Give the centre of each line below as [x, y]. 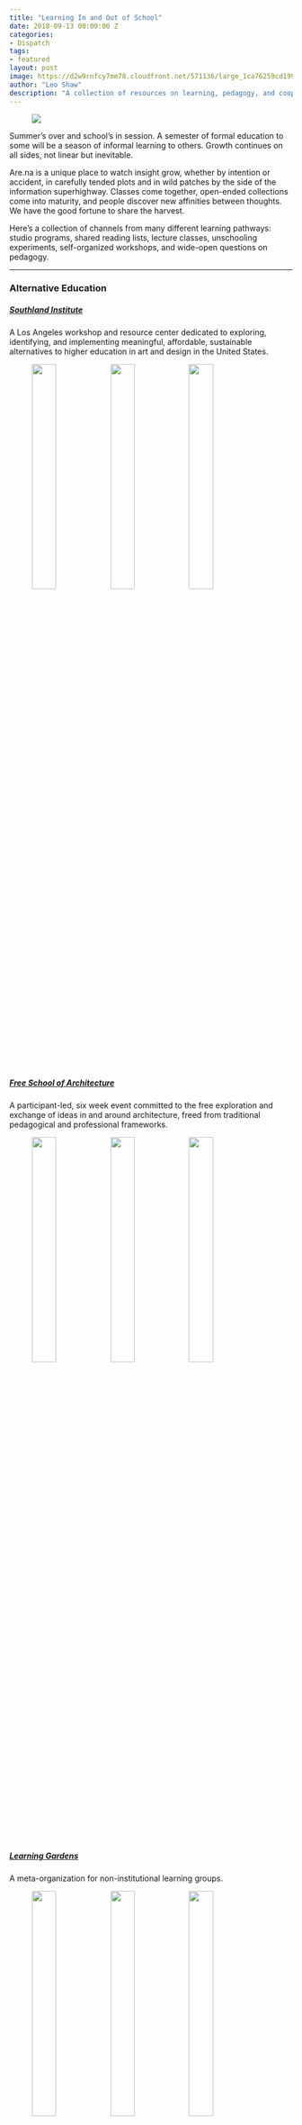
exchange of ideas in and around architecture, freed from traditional [135, 1115]
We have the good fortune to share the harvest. [97, 210]
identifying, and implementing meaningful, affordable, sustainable [131, 342]
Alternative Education [58, 288]
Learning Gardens [44, 1856]
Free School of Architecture [62, 1083]
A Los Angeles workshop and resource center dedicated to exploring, [138, 332]
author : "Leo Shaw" [46, 85]
